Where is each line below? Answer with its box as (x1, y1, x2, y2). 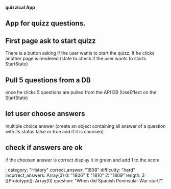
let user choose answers (5, 109, 85, 118)
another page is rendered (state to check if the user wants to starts (5, 56, 146, 62)
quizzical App (5, 5, 35, 10)
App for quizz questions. (5, 19, 86, 28)
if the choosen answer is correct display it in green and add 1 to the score (5, 157, 160, 163)
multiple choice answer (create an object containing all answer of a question (5, 123, 166, 129)
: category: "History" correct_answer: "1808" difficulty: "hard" (5, 167, 135, 173)
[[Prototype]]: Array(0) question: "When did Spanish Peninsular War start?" (5, 177, 163, 183)
